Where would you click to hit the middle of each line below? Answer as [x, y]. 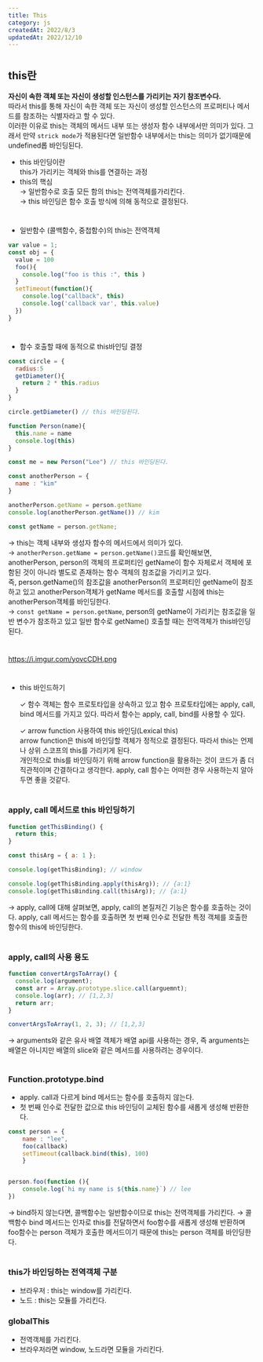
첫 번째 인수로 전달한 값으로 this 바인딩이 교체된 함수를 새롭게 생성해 [124, 1107]
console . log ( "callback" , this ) [73, 296]
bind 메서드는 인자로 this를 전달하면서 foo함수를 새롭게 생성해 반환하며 [137, 1222]
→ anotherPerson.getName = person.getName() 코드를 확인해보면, [110, 552]
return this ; [37, 834]
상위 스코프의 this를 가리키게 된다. [80, 750]
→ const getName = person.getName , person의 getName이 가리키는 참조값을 [128, 611]
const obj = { [31, 252]
